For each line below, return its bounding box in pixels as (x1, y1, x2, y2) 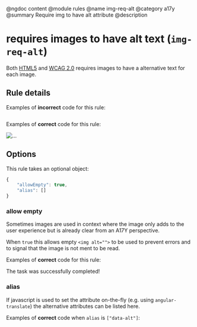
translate (6, 303, 31, 310)
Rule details (6, 88, 50, 98)
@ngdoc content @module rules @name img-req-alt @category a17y (6, 5, 175, 12)
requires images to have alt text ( (6, 32, 171, 46)
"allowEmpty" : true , (17, 182, 68, 188)
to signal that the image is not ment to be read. (6, 245, 120, 252)
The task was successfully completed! (6, 268, 100, 275)
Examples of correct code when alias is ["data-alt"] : (6, 314, 141, 321)
